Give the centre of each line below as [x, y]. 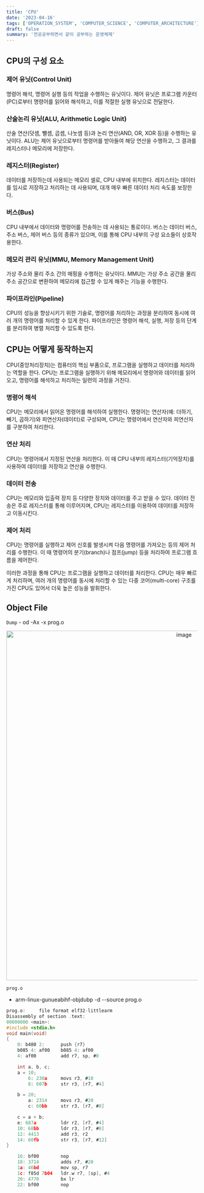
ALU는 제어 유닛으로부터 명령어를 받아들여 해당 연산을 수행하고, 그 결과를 [110, 141]
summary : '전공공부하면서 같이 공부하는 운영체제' [61, 35]
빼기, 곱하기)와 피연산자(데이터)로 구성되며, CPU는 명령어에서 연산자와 [90, 420]
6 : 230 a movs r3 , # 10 [61, 1078]
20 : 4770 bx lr [46, 1179]
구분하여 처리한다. [34, 427]
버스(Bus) [20, 212]
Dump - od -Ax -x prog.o [35, 622]
